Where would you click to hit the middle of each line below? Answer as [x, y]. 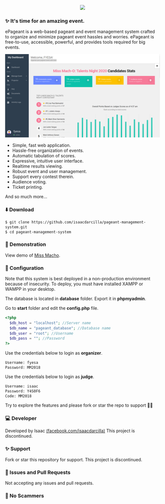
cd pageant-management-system [40, 232]
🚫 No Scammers [25, 496]
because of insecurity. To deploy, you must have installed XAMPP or [74, 284]
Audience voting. [29, 182]
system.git [16, 227]
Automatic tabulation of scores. [44, 156]
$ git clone [17, 222]
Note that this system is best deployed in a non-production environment [78, 278]
